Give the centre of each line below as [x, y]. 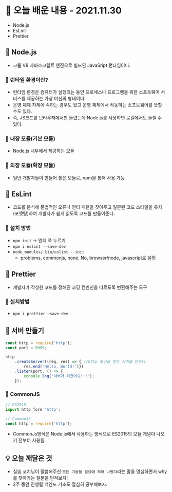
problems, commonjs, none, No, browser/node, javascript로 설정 [88, 258]
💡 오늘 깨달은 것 [29, 458]
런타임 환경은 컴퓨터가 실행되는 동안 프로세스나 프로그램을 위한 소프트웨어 [86, 92]
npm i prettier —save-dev [40, 314]
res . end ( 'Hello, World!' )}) [54, 367]
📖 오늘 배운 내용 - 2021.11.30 [64, 11]
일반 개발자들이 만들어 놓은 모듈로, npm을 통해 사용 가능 [69, 177]
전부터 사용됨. [32, 441]
